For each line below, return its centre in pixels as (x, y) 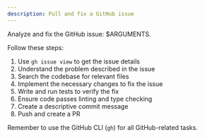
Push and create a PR (49, 114)
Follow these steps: (35, 47)
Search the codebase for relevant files (73, 76)
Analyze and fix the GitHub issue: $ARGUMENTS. (79, 34)
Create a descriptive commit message (73, 106)
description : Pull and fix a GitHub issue (71, 14)
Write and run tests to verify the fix (68, 91)
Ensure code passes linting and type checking (85, 99)
